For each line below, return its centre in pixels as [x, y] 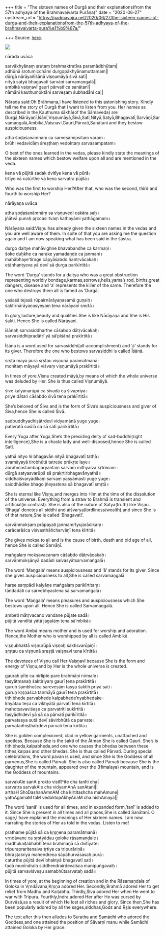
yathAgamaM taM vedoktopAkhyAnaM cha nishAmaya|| [61, 797]
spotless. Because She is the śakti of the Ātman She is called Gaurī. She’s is [82, 741]
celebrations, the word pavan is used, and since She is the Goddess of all [79, 756]
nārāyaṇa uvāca [21, 203]
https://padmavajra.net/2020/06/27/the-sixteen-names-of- [98, 18]
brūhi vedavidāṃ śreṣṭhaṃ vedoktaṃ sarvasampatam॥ [61, 143]
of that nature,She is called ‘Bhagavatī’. [44, 515]
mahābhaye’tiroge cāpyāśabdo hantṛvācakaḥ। [52, 259]
